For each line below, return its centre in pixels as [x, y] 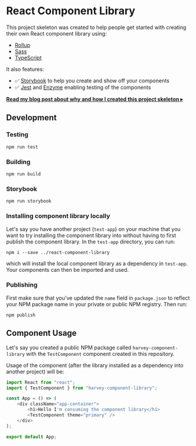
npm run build [24, 174]
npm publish [21, 315]
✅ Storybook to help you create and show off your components [92, 81]
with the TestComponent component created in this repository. [100, 354]
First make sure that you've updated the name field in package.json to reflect [98, 298]
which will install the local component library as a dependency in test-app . [97, 263]
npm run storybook [29, 201]
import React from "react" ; [41, 382]
